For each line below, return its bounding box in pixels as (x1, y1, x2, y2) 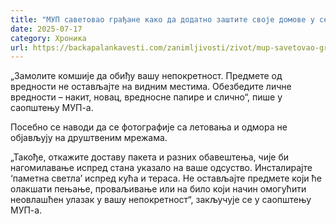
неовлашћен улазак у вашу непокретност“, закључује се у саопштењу (10, 194, 312, 206)
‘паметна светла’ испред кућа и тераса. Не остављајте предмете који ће (10, 172, 323, 185)
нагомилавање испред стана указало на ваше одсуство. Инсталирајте (10, 162, 313, 174)
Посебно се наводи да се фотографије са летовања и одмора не (10, 121, 288, 133)
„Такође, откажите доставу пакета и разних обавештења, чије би (10, 151, 290, 163)
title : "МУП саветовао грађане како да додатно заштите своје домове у (10, 14, 315, 25)
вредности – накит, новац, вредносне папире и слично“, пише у (10, 91, 283, 103)
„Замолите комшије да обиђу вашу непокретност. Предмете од (10, 70, 283, 82)
